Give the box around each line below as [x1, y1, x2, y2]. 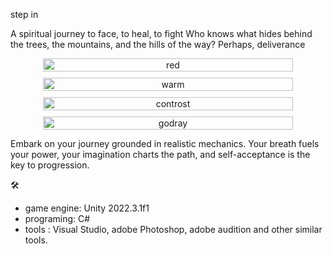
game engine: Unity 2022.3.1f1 [24, 202, 150, 214]
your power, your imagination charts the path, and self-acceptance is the [10, 149, 311, 160]
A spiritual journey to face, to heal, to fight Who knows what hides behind [10, 28, 313, 39]
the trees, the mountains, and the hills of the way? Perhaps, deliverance [10, 39, 306, 50]
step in [10, 9, 39, 20]
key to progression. [10, 159, 90, 171]
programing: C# [24, 213, 91, 224]
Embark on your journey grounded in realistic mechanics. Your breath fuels [10, 138, 320, 149]
